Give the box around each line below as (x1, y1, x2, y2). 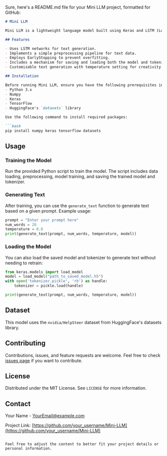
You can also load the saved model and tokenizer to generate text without (5, 254, 156, 260)
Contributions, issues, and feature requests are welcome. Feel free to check (5, 352, 161, 358)
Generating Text (5, 191, 45, 198)
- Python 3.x (5, 87, 32, 92)
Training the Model (5, 157, 52, 164)
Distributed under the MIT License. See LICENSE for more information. (5, 385, 147, 391)
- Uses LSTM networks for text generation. (5, 46, 97, 51)
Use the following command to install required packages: (5, 114, 128, 120)
